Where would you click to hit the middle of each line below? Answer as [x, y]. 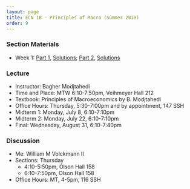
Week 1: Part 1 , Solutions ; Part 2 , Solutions [67, 58]
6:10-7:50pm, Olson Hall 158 [59, 173]
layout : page [23, 12]
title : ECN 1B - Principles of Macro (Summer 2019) [73, 18]
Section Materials [33, 44]
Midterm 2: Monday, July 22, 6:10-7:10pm [67, 118]
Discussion [23, 141]
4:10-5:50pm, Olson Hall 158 [59, 167]
